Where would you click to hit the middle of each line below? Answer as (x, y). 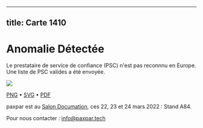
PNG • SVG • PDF (29, 95)
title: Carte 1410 (36, 23)
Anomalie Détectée (55, 49)
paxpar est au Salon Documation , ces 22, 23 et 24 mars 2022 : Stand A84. (99, 107)
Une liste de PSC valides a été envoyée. (56, 72)
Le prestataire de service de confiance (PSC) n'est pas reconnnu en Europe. (101, 66)
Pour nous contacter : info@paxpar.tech (56, 118)
